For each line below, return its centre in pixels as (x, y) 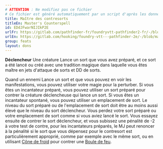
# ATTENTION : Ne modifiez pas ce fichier (49, 9)
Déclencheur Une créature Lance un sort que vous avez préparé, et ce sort (81, 59)
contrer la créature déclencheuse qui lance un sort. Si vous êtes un (72, 95)
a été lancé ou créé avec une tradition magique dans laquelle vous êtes (76, 65)
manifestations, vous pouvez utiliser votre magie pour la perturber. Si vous (79, 84)
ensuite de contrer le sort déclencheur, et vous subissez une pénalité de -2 (80, 121)
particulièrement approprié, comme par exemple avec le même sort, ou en (79, 136)
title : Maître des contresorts (37, 19)
